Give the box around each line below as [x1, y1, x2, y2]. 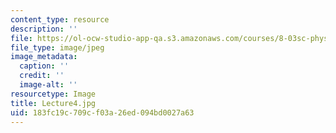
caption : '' [19, 61, 70, 71]
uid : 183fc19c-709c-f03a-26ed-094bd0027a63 [10, 107, 195, 118]
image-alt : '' [19, 80, 78, 90]
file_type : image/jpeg [10, 42, 105, 53]
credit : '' [19, 71, 65, 81]
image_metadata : [10, 52, 78, 62]
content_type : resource [10, 14, 110, 25]
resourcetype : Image [10, 89, 97, 99]
